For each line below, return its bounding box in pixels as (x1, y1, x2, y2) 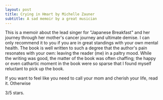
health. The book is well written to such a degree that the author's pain (5, 45, 147, 51)
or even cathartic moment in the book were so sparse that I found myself (5, 60, 152, 66)
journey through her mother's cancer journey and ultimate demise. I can (5, 35, 150, 40)
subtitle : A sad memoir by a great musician (5, 16, 97, 21)
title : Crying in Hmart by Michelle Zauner (5, 12, 95, 17)
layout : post (5, 7, 32, 12)
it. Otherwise (5, 80, 31, 86)
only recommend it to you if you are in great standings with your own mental (5, 40, 159, 46)
